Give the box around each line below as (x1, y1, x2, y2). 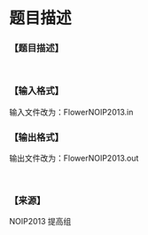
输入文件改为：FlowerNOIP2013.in (9, 106, 134, 117)
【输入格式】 (9, 85, 65, 98)
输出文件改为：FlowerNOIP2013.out (9, 153, 139, 164)
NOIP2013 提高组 (9, 216, 72, 227)
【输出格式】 (9, 130, 65, 143)
